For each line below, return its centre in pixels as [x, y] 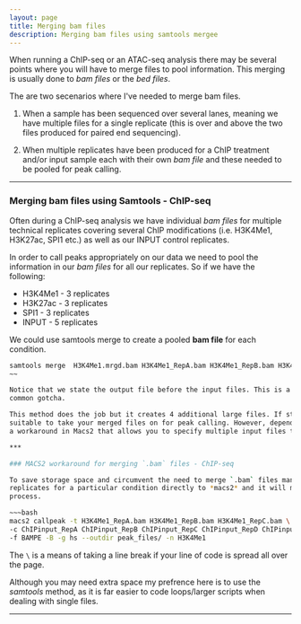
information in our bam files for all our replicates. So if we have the [132, 267]
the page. [27, 564]
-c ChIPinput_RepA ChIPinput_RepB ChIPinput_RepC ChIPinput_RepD [133, 529]
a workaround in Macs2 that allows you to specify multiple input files [148, 431]
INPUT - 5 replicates [60, 322]
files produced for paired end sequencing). [101, 133]
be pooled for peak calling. [72, 169]
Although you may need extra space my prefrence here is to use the [135, 582]
